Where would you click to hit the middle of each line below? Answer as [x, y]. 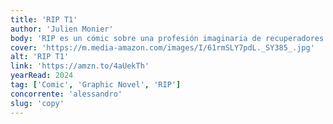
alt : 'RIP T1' [40, 57]
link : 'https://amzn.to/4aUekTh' [80, 66]
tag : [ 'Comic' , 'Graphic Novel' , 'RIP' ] [96, 85]
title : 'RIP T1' [44, 19]
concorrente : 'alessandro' [66, 94]
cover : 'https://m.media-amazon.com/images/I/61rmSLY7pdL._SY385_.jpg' [162, 47]
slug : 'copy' [37, 103]
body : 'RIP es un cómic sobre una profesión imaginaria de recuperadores [167, 38]
